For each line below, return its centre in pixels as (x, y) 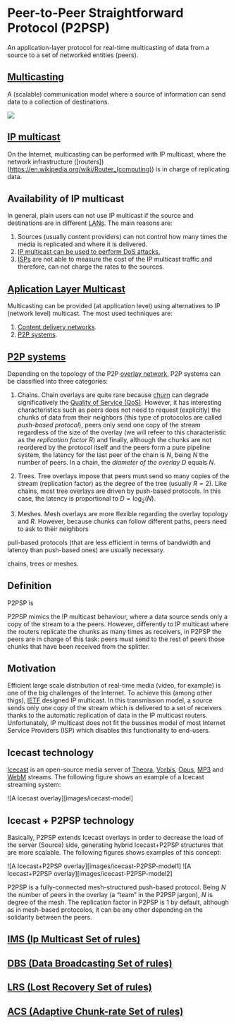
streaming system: (34, 785)
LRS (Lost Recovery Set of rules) (80, 988)
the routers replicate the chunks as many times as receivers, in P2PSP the (114, 631)
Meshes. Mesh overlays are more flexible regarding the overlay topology (123, 513)
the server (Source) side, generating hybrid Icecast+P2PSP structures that (115, 845)
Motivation (32, 669)
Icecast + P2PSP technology (71, 821)
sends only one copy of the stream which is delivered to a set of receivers (115, 708)
